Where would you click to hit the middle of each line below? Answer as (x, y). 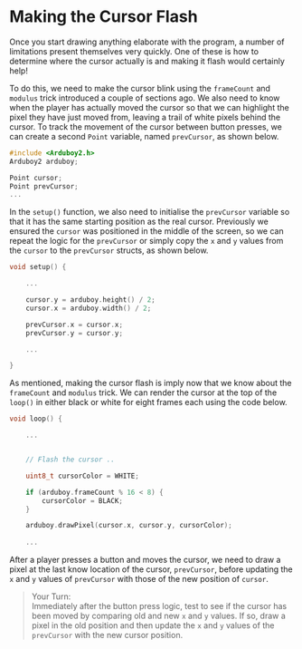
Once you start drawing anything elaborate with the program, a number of (147, 42)
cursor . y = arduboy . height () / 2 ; (90, 300)
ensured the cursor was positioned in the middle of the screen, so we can (146, 231)
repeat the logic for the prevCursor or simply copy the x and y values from (146, 241)
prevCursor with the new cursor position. (107, 635)
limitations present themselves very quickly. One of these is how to (134, 51)
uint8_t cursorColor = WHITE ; (83, 476)
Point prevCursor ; (44, 186)
